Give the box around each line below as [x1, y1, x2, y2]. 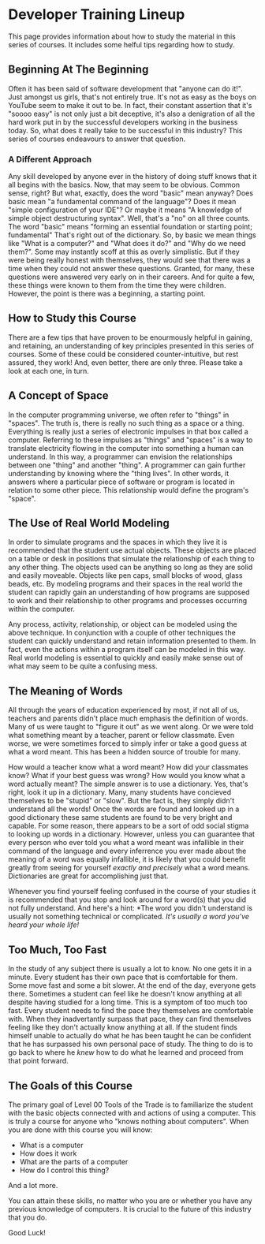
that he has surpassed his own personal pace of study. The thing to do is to [8, 1039, 254, 1049]
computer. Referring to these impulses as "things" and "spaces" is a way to [8, 435, 253, 445]
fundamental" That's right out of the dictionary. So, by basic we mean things [8, 230, 256, 240]
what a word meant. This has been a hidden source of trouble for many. [8, 747, 241, 757]
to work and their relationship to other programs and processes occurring [8, 596, 248, 605]
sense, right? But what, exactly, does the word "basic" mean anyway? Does [8, 188, 254, 198]
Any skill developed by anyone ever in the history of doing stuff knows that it [8, 172, 257, 181]
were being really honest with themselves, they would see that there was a [8, 255, 251, 265]
